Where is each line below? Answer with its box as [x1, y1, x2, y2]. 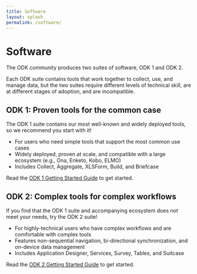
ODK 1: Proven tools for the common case [6, 105, 162, 115]
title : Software [6, 8, 46, 15]
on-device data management [14, 243, 85, 250]
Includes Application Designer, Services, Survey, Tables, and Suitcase [14, 249, 184, 256]
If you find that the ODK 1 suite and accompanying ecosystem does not [6, 207, 178, 214]
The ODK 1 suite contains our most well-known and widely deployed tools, [6, 121, 186, 128]
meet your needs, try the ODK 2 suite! [6, 213, 98, 220]
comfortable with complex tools [14, 231, 92, 238]
